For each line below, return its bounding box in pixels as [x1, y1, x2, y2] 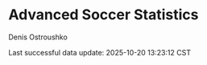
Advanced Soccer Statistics [8, 6, 199, 24]
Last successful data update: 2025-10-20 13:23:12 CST [8, 47, 192, 57]
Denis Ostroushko [8, 32, 68, 42]
